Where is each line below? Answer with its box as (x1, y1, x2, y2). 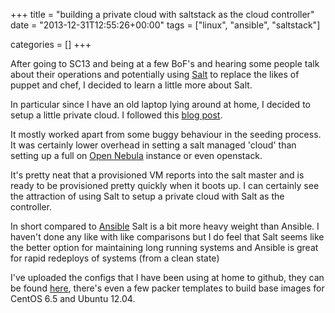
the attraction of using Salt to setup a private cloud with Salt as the (10, 190, 285, 202)
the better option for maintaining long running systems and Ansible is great (10, 242, 319, 253)
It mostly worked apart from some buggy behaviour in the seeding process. (10, 129, 322, 140)
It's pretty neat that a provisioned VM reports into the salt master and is (10, 169, 305, 181)
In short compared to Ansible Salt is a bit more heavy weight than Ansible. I (10, 220, 320, 232)
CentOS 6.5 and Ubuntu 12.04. (10, 293, 136, 304)
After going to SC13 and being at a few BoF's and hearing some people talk (10, 58, 320, 69)
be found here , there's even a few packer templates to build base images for (10, 282, 325, 294)
